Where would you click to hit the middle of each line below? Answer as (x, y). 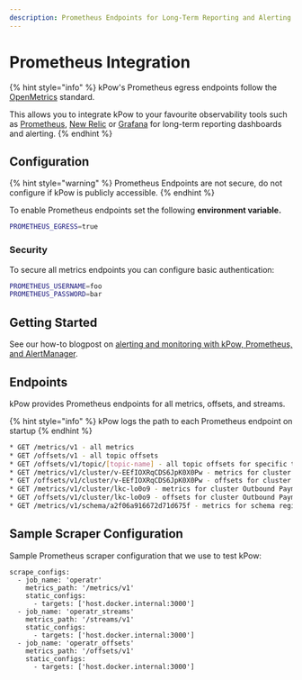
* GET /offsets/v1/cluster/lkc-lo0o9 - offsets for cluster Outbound (142, 498)
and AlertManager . (44, 354)
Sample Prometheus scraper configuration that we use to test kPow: (136, 556)
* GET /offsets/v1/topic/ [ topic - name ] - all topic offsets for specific (148, 464)
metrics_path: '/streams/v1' (80, 619)
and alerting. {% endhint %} (61, 133)
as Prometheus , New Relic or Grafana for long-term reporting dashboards (146, 123)
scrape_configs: (40, 572)
